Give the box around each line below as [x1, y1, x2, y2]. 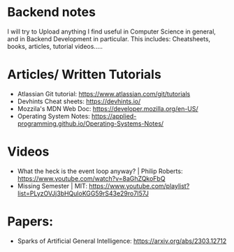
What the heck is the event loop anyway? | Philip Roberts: [17, 167, 183, 175]
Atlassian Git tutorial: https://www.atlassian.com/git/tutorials [17, 89, 191, 98]
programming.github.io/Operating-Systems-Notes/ [17, 119, 164, 128]
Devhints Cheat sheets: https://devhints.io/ [17, 97, 141, 105]
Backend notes [7, 4, 96, 20]
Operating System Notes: [17, 112, 91, 120]
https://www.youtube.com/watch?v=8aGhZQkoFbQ [17, 174, 166, 182]
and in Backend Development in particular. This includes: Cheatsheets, [7, 34, 211, 43]
